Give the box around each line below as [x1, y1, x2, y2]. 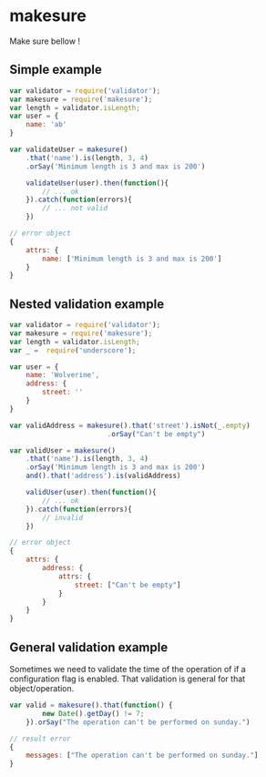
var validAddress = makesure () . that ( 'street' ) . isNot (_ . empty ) [9, 421, 251, 430]
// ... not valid [42, 204, 107, 213]
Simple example [9, 62, 103, 77]
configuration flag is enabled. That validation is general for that [9, 673, 246, 684]
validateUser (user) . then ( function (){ [26, 179, 169, 188]
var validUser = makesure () [9, 445, 117, 455]
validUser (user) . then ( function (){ [26, 488, 157, 497]
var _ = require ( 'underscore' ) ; [9, 345, 137, 355]
